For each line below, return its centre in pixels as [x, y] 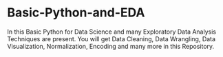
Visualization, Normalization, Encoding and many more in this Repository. [111, 46]
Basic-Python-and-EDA [76, 13]
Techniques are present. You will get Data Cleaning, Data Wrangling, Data [111, 38]
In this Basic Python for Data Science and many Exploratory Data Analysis [112, 32]
